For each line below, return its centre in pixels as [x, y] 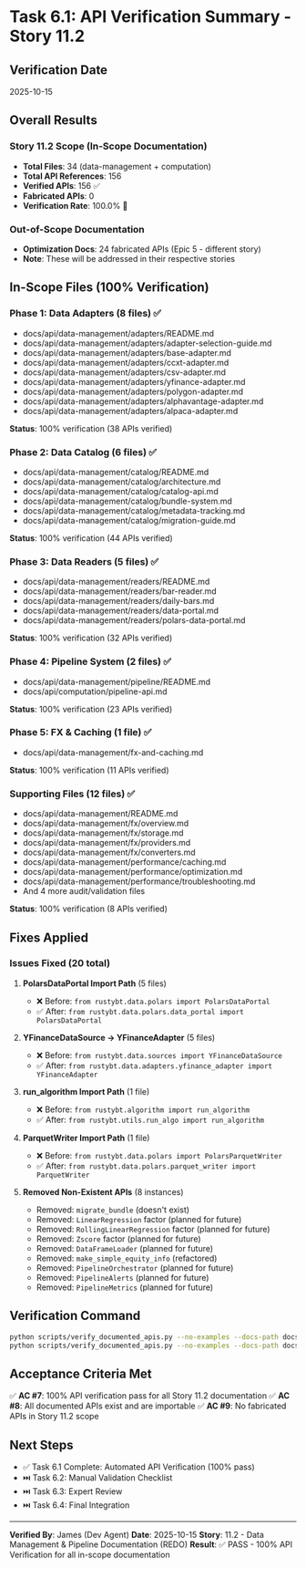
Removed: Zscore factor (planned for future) [118, 1239]
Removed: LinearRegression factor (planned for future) [139, 1219]
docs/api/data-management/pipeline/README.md [117, 681]
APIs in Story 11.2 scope [54, 1417]
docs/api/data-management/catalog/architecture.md [122, 482]
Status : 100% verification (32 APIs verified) [91, 638]
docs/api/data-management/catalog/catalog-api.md [120, 491]
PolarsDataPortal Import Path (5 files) [94, 983]
